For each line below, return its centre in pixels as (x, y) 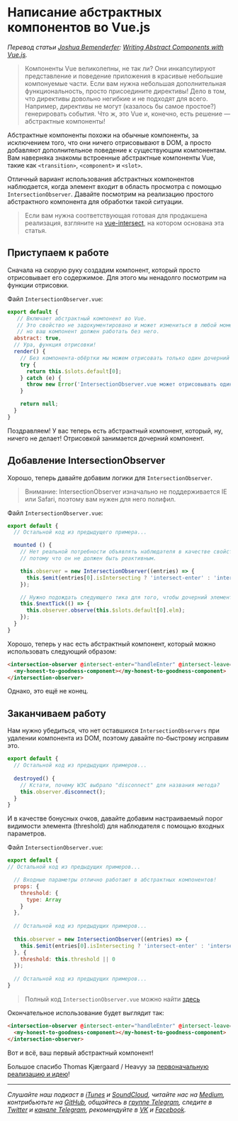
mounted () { (33, 545)
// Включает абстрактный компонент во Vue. (82, 318)
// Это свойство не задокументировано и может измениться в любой (117, 325)
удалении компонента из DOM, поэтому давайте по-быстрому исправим (118, 738)
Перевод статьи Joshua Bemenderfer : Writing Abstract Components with (116, 47)
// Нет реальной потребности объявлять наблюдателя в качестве (115, 552)
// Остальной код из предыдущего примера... (80, 532)
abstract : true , (38, 338)
